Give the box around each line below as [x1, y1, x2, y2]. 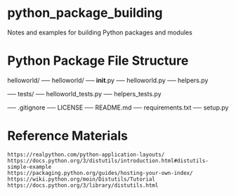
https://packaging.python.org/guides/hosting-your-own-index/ [7, 169, 193, 176]
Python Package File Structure [7, 53, 189, 69]
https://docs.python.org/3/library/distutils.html [7, 181, 159, 189]
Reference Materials [7, 128, 129, 144]
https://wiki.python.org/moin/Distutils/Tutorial [7, 176, 156, 183]
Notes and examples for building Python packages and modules [7, 28, 193, 37]
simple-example [7, 163, 52, 170]
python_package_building [7, 5, 163, 21]
